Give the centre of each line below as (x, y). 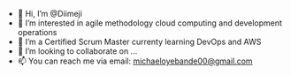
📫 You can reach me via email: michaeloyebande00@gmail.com (135, 61)
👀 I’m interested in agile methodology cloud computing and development (150, 23)
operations (37, 32)
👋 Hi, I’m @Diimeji (50, 14)
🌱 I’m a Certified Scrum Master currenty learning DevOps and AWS (139, 41)
